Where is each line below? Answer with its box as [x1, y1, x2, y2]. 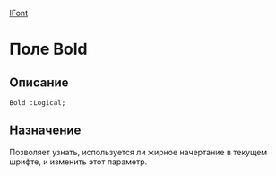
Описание [9, 75, 69, 90]
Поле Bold [9, 40, 88, 59]
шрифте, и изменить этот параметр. [9, 156, 148, 167]
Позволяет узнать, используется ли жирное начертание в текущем [9, 146, 268, 157]
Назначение [9, 123, 82, 138]
